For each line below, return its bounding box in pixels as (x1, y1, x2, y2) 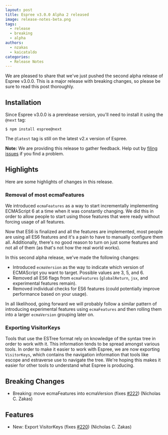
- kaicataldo (10, 49, 37, 55)
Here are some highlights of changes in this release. (5, 179, 114, 185)
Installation (5, 98, 41, 106)
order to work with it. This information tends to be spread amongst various (5, 341, 160, 347)
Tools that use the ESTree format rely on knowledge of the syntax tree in (5, 336, 156, 342)
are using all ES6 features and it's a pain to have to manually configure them (5, 234, 163, 240)
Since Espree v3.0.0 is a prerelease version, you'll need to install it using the (5, 112, 163, 118)
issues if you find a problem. (5, 151, 65, 157)
